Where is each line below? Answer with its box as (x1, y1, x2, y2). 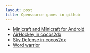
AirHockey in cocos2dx (12, 31, 62, 37)
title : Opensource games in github (5, 12, 80, 17)
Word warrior (12, 42, 40, 48)
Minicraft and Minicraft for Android (12, 26, 85, 32)
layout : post (5, 7, 33, 13)
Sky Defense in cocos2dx (12, 36, 66, 43)
